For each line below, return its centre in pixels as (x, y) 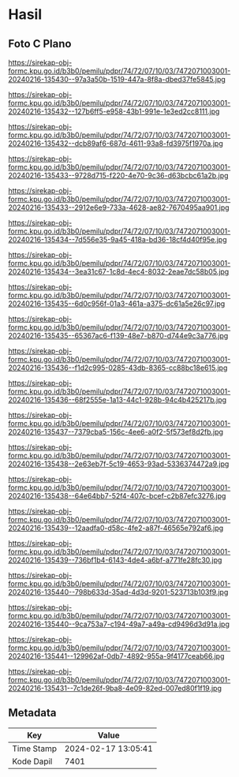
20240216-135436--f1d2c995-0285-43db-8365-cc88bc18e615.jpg (118, 368)
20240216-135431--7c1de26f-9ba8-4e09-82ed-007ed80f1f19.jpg (115, 688)
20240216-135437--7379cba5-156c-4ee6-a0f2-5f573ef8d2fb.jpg (116, 432)
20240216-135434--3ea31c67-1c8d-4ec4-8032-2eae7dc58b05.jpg (119, 271)
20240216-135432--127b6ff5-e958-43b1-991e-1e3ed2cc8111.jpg (114, 111)
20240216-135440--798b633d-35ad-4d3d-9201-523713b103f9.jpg (118, 592)
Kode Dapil (32, 761)
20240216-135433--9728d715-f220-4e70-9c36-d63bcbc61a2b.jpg (118, 176)
